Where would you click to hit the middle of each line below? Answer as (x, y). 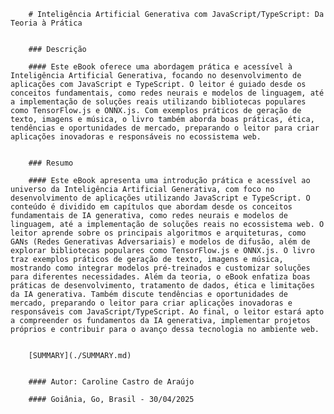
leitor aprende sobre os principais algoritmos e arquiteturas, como (158, 233)
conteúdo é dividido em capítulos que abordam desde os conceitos (151, 207)
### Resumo (51, 163)
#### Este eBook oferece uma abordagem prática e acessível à (160, 67)
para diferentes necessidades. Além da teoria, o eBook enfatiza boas (160, 277)
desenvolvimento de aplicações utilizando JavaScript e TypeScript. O (160, 198)
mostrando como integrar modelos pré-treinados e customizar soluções (160, 268)
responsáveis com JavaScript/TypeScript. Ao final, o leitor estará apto (167, 312)
